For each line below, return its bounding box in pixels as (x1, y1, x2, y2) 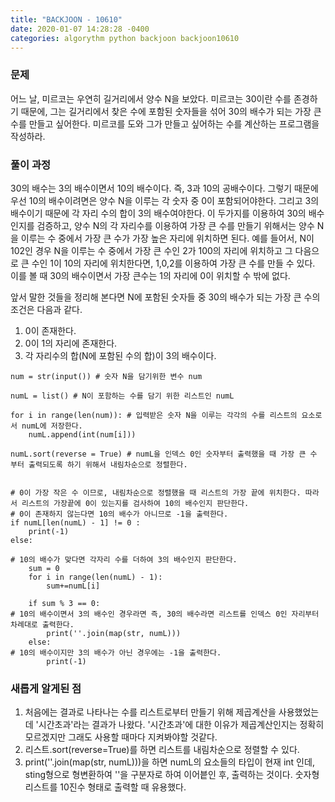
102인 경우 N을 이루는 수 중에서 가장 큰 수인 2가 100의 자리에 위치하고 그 (10, 244, 293, 256)
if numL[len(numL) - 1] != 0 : (10, 517, 141, 528)
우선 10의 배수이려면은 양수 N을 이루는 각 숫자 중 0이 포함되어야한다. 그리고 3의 (10, 194, 320, 206)
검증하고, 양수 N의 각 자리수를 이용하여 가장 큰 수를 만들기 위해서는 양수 (36, 219, 315, 231)
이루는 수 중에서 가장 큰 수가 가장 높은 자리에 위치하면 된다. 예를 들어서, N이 (20, 232, 315, 244)
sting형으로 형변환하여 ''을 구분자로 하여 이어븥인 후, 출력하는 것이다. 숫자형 (24, 769, 320, 781)
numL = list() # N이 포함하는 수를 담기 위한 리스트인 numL (10, 391, 235, 401)
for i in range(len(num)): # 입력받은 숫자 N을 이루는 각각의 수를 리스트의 (10, 410, 298, 420)
